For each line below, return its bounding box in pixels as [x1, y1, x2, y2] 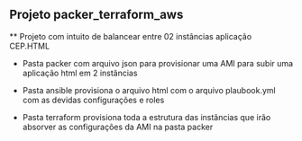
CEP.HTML [9, 40, 50, 51]
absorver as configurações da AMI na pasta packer [22, 121, 214, 132]
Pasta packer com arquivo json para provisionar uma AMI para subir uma [22, 57, 294, 68]
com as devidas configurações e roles [22, 94, 165, 105]
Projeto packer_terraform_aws [9, 7, 184, 22]
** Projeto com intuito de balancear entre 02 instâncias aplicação [9, 31, 252, 41]
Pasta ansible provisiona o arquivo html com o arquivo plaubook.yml [22, 84, 277, 95]
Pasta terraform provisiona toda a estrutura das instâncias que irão [22, 111, 271, 122]
